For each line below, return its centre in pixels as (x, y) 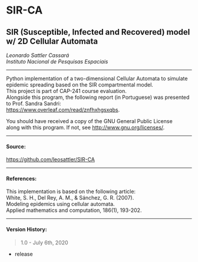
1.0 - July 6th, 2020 (44, 243)
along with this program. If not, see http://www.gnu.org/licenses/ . (85, 127)
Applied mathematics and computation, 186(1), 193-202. (74, 210)
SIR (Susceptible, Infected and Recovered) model (98, 32)
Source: (16, 146)
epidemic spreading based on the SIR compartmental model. (80, 85)
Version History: (27, 229)
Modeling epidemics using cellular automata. (60, 204)
